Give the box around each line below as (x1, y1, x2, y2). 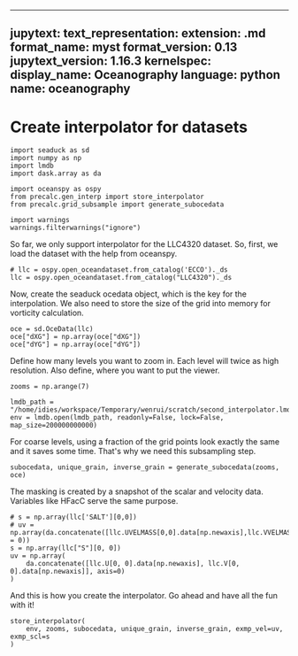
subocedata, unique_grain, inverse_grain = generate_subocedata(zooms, (10, 463, 279, 472)
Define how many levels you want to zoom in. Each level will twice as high (10, 356, 279, 367)
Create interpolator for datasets (10, 117, 248, 137)
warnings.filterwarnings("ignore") (10, 223, 141, 233)
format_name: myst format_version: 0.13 (10, 40, 238, 55)
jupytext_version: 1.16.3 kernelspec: (10, 54, 211, 69)
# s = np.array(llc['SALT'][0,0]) (10, 513, 138, 522)
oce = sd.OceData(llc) (10, 325, 94, 334)
